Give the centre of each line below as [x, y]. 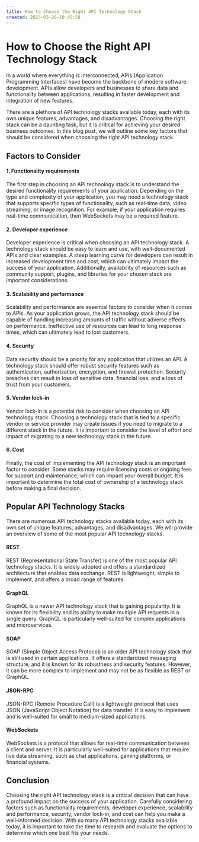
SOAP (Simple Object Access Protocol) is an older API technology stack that [99, 652]
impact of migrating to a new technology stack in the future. [79, 436]
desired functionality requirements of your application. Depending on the [95, 191]
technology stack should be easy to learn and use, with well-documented [96, 249]
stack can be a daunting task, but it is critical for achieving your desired [93, 125]
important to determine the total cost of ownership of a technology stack [95, 482]
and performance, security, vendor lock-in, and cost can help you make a [96, 814]
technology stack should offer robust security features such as [83, 365]
